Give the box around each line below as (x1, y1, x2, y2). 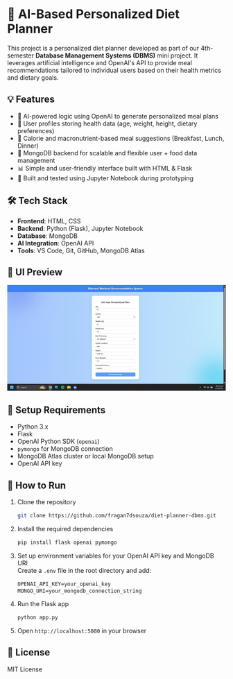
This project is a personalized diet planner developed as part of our (7, 44, 200, 52)
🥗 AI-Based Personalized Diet (7, 6, 180, 22)
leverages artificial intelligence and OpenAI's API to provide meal (7, 58, 193, 67)
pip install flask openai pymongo (17, 539, 117, 547)
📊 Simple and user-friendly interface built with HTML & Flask (17, 164, 193, 172)
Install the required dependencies (17, 525, 114, 533)
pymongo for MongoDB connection (17, 445, 113, 453)
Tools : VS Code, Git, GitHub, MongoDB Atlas (17, 246, 145, 255)
